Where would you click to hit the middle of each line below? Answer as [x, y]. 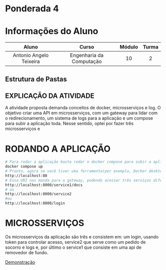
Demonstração [20, 262]
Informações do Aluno [52, 31]
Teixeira [31, 61]
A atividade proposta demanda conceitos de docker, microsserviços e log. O [83, 108]
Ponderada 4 [32, 9]
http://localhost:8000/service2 [38, 194]
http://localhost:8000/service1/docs [44, 185]
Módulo [129, 47]
